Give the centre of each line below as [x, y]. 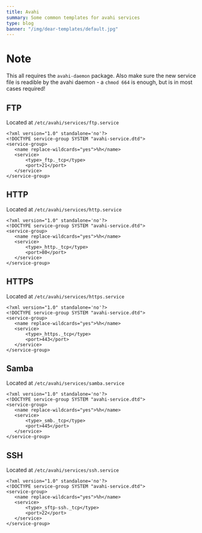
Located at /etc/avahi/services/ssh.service [63, 470]
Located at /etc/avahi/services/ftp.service [63, 122]
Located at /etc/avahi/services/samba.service [65, 383]
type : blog [20, 23]
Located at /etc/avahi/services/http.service [64, 209]
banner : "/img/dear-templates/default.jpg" [62, 29]
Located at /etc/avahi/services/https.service [65, 296]
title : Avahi [23, 12]
